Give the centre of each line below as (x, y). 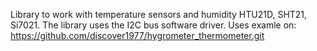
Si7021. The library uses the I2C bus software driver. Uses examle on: (153, 25)
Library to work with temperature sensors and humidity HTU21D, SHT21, (159, 14)
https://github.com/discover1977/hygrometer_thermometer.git (137, 35)
